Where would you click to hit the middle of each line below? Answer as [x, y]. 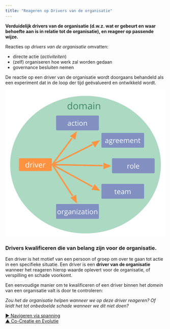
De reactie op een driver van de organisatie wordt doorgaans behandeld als [84, 77]
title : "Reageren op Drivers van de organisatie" [59, 11]
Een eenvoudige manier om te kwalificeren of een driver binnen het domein [84, 285]
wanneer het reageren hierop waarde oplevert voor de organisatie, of [78, 270]
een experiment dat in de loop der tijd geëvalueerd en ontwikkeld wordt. [81, 83]
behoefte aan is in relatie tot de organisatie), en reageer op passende [80, 31]
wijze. [12, 37]
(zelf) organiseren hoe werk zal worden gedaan [62, 62]
